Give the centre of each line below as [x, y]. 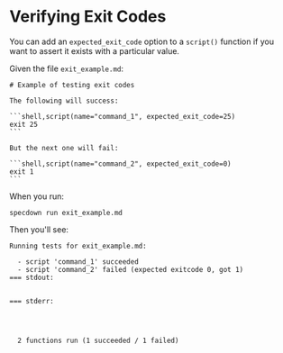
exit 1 [22, 172]
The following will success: [64, 101]
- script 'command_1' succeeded [78, 262]
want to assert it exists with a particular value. [95, 50]
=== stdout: [32, 277]
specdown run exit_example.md [66, 213]
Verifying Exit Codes [88, 17]
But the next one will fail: [64, 148]
